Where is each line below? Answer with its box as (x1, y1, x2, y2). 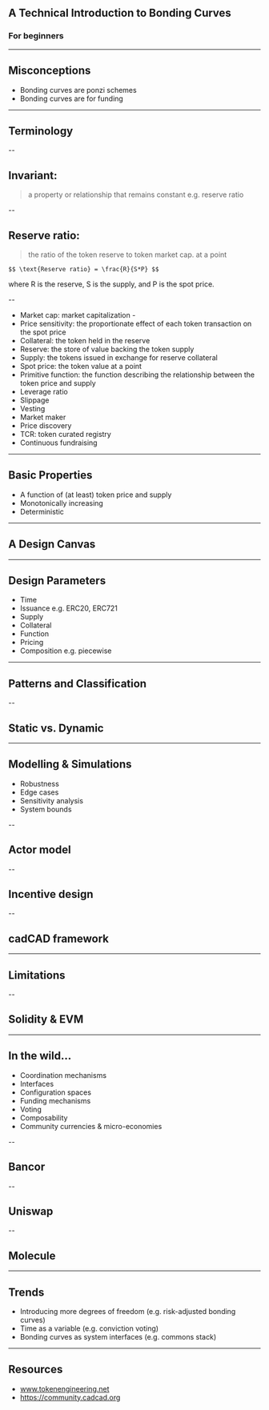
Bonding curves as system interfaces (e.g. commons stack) (19, 1332, 217, 1341)
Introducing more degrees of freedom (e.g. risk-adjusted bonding (19, 1306, 236, 1316)
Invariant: (8, 168, 58, 182)
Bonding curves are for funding (19, 94, 124, 103)
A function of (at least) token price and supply (19, 490, 172, 499)
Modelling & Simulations (8, 758, 132, 771)
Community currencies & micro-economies (19, 1121, 163, 1131)
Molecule (8, 1248, 56, 1263)
